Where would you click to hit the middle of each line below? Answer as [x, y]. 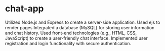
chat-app [24, 9]
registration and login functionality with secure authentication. [68, 43]
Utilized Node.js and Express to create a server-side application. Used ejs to [83, 22]
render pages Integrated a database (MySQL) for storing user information [80, 27]
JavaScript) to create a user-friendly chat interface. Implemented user [77, 38]
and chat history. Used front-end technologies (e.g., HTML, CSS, [71, 33]
